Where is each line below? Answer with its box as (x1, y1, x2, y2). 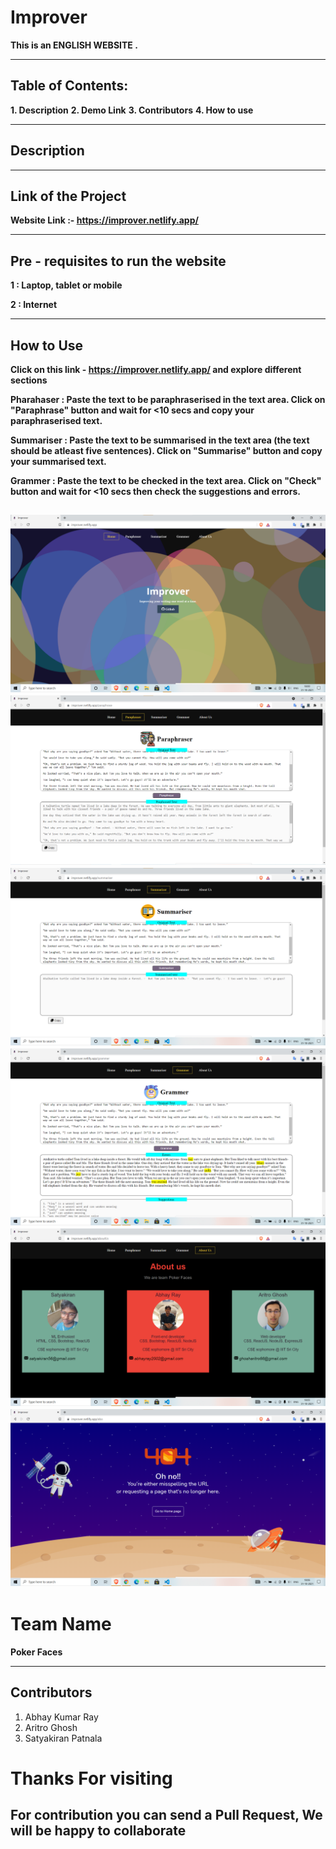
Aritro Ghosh (24, 1721, 78, 1733)
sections (10, 374, 48, 386)
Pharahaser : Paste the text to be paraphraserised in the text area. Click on (10, 394, 326, 405)
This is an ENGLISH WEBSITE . (10, 39, 138, 51)
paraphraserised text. (10, 415, 103, 426)
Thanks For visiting (10, 1767, 173, 1790)
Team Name (10, 1613, 112, 1636)
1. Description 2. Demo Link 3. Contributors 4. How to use (10, 104, 254, 116)
